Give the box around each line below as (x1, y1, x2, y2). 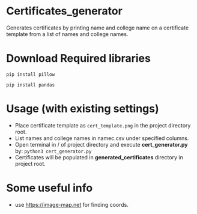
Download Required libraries (6, 52, 151, 66)
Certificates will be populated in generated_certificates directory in (14, 153, 183, 160)
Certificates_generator (6, 4, 123, 18)
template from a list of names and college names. (6, 30, 129, 37)
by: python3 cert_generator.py (14, 147, 92, 154)
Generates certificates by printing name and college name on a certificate (6, 24, 189, 31)
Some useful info (6, 182, 93, 195)
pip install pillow (6, 71, 55, 78)
